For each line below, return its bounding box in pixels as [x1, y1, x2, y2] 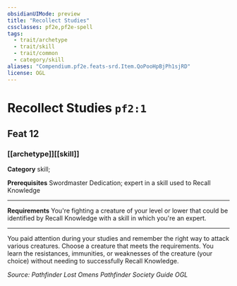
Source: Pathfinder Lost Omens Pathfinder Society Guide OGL [7, 270, 188, 279]
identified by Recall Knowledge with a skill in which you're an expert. [7, 214, 207, 222]
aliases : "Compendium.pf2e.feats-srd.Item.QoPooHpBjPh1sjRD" [7, 63, 191, 70]
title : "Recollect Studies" [7, 17, 90, 24]
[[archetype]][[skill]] [7, 149, 80, 159]
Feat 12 [7, 128, 39, 140]
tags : [7, 30, 23, 37]
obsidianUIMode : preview [7, 10, 80, 18]
